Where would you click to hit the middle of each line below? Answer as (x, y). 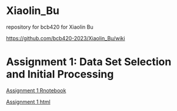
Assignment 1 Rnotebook (36, 90)
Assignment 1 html (29, 102)
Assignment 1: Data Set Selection (89, 62)
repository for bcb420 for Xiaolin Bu (50, 27)
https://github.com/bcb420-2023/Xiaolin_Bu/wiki (66, 38)
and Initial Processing (60, 74)
